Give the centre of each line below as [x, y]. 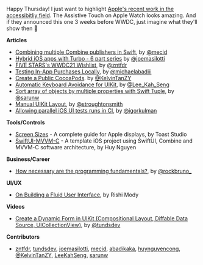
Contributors [23, 237]
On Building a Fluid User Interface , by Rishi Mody [77, 195]
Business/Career [28, 159]
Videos [16, 207]
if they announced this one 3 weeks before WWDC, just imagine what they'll [102, 22]
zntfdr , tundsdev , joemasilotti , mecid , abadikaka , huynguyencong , [98, 248]
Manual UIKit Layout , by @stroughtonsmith [69, 104]
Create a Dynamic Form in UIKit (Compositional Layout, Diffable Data [101, 218]
